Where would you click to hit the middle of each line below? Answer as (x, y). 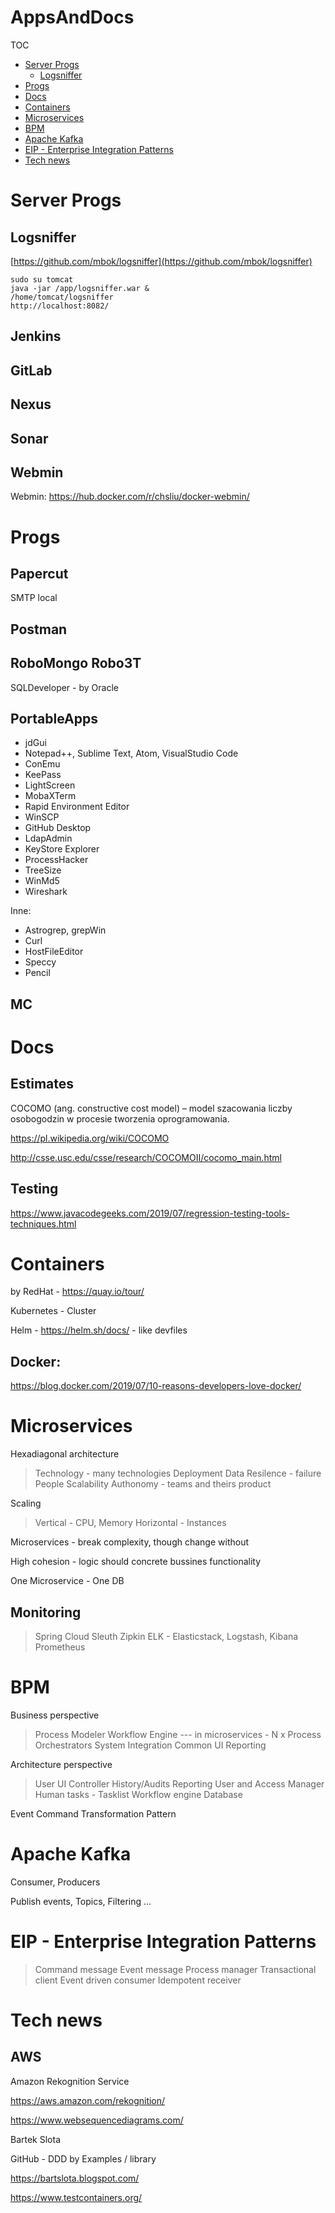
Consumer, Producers (55, 1882)
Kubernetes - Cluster (53, 1311)
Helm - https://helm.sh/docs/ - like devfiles (99, 1330)
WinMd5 (42, 881)
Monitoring (46, 1612)
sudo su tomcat (42, 279)
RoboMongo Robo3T (76, 663)
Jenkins (36, 336)
